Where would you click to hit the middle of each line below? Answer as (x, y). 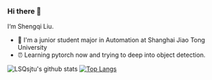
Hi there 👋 (25, 11)
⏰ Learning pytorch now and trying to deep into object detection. (111, 55)
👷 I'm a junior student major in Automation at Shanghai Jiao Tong (111, 40)
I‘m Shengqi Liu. (31, 27)
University (32, 48)
